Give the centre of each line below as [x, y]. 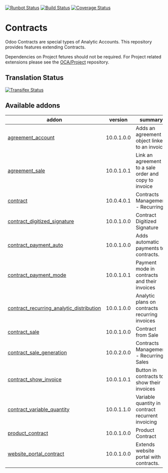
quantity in [148, 403]
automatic [147, 241]
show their [148, 382]
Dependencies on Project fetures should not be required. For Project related [83, 56]
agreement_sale [26, 170]
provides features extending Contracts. [45, 47]
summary [151, 119]
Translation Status [34, 78]
